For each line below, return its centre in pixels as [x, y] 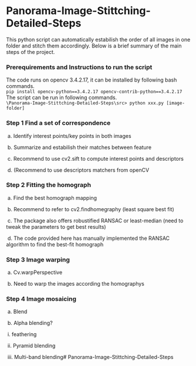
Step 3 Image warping [38, 259]
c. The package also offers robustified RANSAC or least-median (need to [95, 221]
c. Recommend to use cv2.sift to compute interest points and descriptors [95, 158]
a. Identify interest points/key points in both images [69, 135]
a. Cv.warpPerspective [35, 272]
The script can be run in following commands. [62, 97]
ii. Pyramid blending [31, 346]
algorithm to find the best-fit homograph [55, 244]
